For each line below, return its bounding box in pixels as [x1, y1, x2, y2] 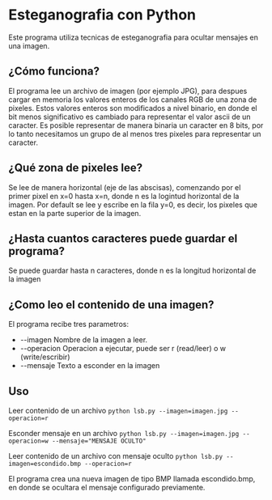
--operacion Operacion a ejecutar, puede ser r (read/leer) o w [19, 344, 227, 354]
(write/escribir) [19, 352, 70, 362]
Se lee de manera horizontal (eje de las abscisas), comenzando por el [8, 182, 241, 192]
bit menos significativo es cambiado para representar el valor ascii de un [8, 112, 251, 121]
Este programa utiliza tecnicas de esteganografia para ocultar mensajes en [8, 32, 259, 42]
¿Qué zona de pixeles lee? [8, 161, 143, 175]
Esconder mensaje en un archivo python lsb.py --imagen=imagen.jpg [8, 429, 240, 438]
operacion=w [8, 437, 49, 445]
